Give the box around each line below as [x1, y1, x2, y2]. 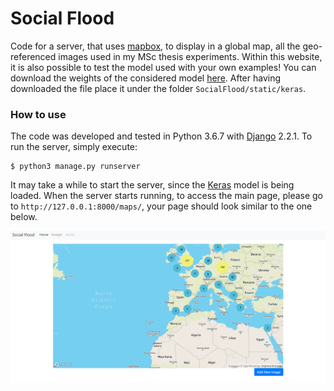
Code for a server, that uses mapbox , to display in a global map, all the [10, 40, 301, 52]
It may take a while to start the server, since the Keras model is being [10, 179, 295, 191]
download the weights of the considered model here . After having [10, 72, 282, 84]
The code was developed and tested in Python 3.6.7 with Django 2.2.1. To [10, 130, 313, 142]
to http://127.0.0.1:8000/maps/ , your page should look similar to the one [10, 200, 313, 212]
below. [10, 211, 38, 223]
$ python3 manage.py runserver [10, 162, 141, 172]
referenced [10, 50, 57, 62]
